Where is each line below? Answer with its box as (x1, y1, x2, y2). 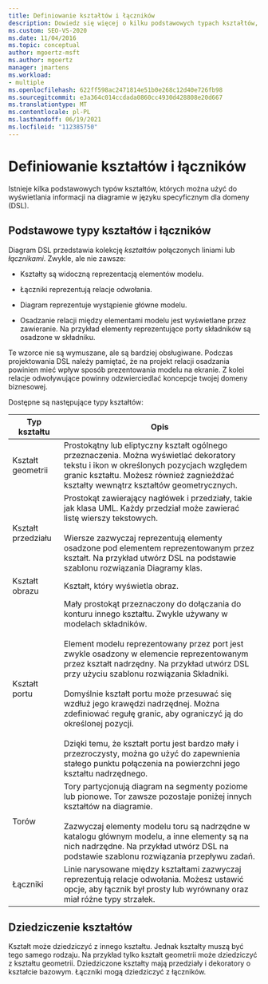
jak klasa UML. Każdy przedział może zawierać (63, 502, 240, 513)
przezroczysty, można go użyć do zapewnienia (63, 748, 241, 759)
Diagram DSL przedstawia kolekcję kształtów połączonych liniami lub (8, 245, 235, 255)
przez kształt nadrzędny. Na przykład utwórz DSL (63, 658, 250, 669)
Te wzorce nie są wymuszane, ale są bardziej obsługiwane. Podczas (8, 348, 234, 358)
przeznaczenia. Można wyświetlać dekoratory (63, 449, 236, 460)
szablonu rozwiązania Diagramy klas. (63, 562, 203, 573)
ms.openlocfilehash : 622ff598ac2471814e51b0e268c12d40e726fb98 (8, 85, 223, 94)
